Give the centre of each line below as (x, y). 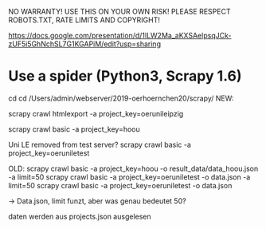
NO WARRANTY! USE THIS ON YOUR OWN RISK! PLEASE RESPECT (119, 12)
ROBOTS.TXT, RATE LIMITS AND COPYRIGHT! (84, 20)
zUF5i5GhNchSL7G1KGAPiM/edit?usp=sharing (85, 44)
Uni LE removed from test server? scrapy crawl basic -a (100, 144)
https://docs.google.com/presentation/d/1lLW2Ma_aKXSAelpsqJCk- (120, 36)
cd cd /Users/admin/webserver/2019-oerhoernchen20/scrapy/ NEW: (121, 98)
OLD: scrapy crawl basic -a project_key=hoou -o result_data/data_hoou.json (133, 168)
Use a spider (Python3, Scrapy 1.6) (125, 76)
